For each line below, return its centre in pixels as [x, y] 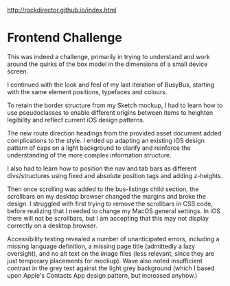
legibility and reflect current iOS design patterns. [76, 120]
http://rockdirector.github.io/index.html [62, 10]
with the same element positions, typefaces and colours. [87, 91]
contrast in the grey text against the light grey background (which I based [111, 268]
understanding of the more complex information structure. [89, 155]
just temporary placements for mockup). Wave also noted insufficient [105, 261]
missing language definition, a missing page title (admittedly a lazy [101, 246]
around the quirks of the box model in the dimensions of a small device [107, 64]
